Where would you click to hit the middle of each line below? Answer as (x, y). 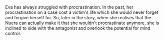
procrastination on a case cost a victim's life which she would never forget (82, 12)
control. (13, 33)
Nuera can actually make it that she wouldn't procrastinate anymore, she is (82, 23)
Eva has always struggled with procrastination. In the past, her (69, 7)
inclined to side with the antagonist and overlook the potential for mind (78, 28)
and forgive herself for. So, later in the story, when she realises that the (78, 18)
